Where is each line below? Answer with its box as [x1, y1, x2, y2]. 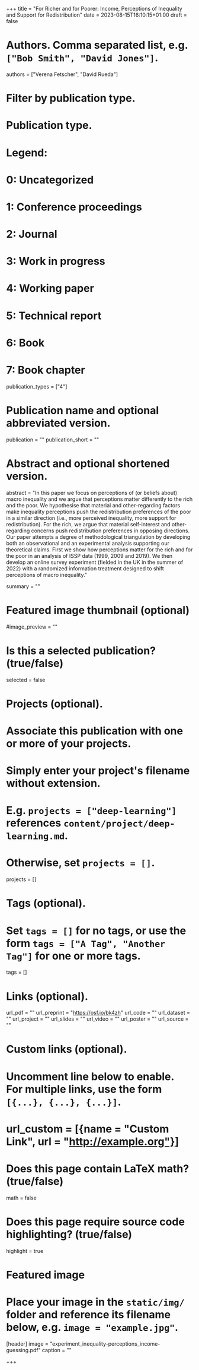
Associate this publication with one [6, 724, 184, 737]
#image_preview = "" [6, 623, 58, 630]
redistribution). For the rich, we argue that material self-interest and [6, 520, 171, 528]
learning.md [6, 831, 65, 842]
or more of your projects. [6, 737, 131, 750]
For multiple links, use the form [6, 1082, 162, 1096]
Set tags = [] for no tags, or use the [6, 924, 187, 937]
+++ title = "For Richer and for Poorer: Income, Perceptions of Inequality [6, 5, 182, 12]
